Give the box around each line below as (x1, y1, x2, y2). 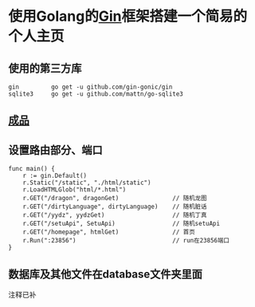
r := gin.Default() (22, 172, 88, 180)
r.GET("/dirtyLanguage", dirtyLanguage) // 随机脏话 (22, 203, 207, 211)
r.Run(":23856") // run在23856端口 (22, 237, 229, 245)
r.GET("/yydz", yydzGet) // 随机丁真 (22, 211, 207, 219)
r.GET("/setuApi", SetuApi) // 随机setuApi (22, 220, 221, 228)
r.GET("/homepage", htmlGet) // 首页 (22, 228, 195, 236)
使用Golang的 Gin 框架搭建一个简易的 (8, 7, 248, 26)
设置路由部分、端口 (8, 143, 103, 156)
